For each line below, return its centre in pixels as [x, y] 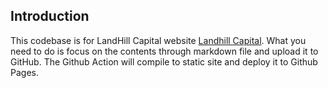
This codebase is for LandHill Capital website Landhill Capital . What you [158, 40]
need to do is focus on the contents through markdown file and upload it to [164, 51]
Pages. [24, 72]
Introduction [50, 16]
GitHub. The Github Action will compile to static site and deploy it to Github [164, 61]
